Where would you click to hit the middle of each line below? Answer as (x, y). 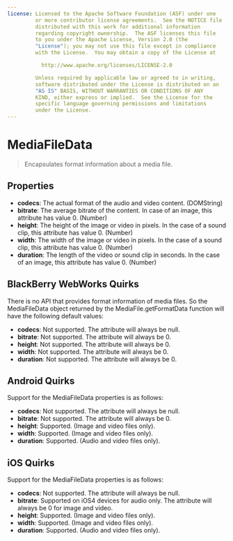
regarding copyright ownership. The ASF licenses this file (126, 33)
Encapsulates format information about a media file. (98, 164)
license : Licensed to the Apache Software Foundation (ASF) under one (112, 14)
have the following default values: (56, 316)
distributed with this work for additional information (118, 27)
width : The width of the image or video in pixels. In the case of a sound (120, 240)
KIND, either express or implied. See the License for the (124, 97)
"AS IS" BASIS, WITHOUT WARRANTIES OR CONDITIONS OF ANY (119, 91)
